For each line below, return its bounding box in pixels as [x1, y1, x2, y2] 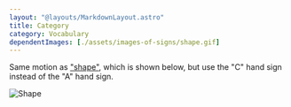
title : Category [9, 21, 69, 30]
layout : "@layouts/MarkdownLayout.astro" [9, 12, 165, 22]
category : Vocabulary [9, 29, 90, 38]
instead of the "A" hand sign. [9, 72, 114, 82]
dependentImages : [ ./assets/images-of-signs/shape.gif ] [9, 37, 220, 47]
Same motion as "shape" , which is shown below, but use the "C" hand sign [9, 62, 282, 73]
